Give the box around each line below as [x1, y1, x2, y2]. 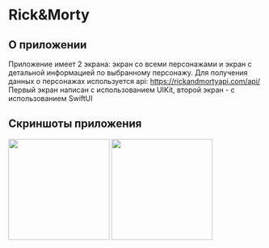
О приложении [8, 38, 87, 52]
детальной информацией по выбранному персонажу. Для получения [8, 68, 248, 78]
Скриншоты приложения [8, 117, 142, 131]
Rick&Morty [8, 6, 90, 24]
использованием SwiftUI [8, 94, 93, 103]
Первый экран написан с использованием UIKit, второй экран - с [8, 85, 236, 95]
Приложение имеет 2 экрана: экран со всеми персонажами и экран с [8, 59, 252, 69]
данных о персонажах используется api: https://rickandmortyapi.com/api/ [8, 77, 261, 86]
